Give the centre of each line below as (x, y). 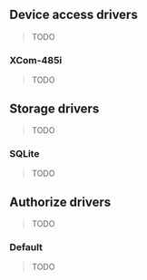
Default (26, 246)
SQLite (24, 153)
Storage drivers (54, 108)
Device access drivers (73, 15)
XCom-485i (36, 60)
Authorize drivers (60, 202)
